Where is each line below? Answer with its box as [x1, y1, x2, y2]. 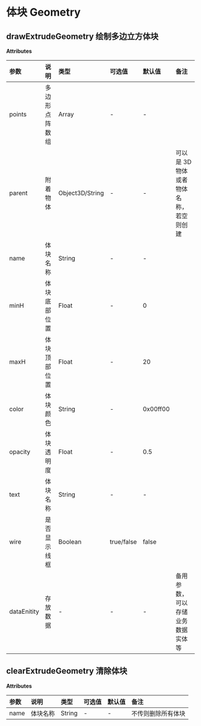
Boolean [58, 538, 82, 546]
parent [9, 189, 28, 197]
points [9, 110, 27, 118]
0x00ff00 [142, 405, 170, 413]
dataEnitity [9, 607, 39, 616]
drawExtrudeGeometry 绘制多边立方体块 [6, 31, 159, 41]
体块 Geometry [6, 5, 81, 19]
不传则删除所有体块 [131, 709, 185, 718]
